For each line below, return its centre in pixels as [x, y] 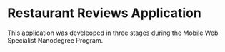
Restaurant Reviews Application [104, 13]
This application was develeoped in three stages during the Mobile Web [113, 33]
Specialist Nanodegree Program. [55, 40]
